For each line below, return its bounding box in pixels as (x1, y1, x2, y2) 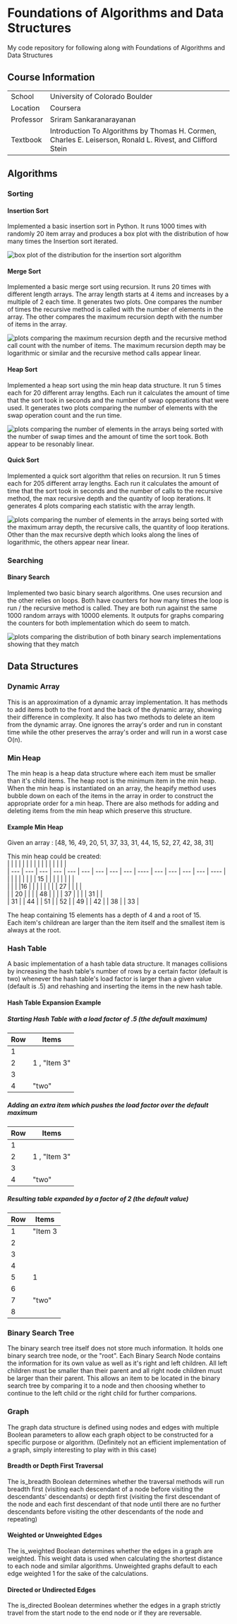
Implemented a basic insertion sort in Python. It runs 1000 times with (7, 222, 207, 230)
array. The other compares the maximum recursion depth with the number (7, 312, 223, 321)
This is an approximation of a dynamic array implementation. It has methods (7, 698, 228, 706)
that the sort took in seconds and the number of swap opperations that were (7, 396, 229, 404)
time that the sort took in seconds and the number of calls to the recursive (7, 486, 223, 495)
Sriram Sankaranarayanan (49, 115, 136, 124)
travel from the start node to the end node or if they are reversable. (7, 1608, 202, 1617)
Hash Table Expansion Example (7, 998, 102, 1007)
